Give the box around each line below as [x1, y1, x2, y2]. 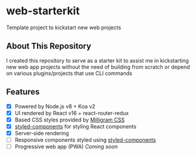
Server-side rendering [14, 129, 69, 136]
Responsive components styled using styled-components [14, 136, 156, 143]
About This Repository [6, 41, 91, 51]
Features [6, 87, 40, 97]
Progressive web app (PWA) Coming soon [14, 143, 118, 150]
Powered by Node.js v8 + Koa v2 [14, 102, 96, 110]
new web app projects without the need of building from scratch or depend [6, 63, 190, 70]
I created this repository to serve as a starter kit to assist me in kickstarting [6, 57, 189, 64]
